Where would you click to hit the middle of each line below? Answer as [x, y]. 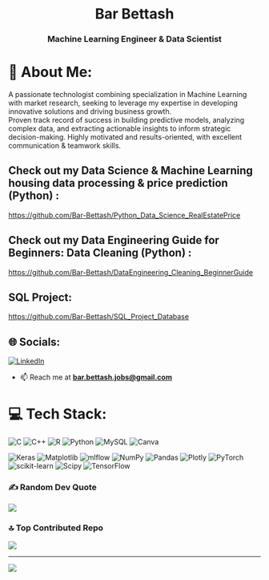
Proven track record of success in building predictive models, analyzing [126, 120]
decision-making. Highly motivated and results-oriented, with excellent [125, 137]
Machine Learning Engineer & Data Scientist [134, 39]
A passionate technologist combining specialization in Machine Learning [128, 95]
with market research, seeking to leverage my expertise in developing [123, 103]
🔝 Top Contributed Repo [56, 528]
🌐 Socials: [34, 342]
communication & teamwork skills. [65, 146]
